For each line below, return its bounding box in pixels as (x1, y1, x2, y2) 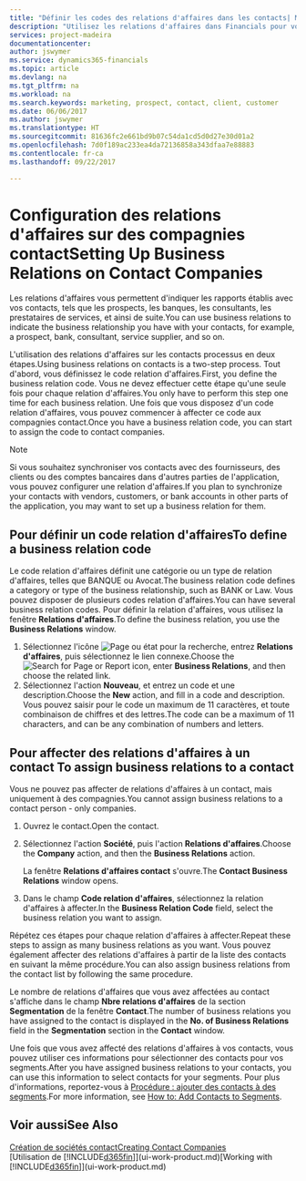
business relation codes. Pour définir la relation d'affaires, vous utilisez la (9, 604, 284, 615)
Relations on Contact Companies (9, 262, 263, 283)
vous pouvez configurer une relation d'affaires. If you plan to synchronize (9, 481, 282, 492)
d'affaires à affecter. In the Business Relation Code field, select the (22, 903, 273, 914)
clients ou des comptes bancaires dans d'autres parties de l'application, (9, 471, 280, 483)
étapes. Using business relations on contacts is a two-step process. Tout (9, 359, 280, 370)
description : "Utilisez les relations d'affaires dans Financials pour (9, 22, 287, 31)
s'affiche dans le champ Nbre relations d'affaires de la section (9, 996, 246, 1007)
